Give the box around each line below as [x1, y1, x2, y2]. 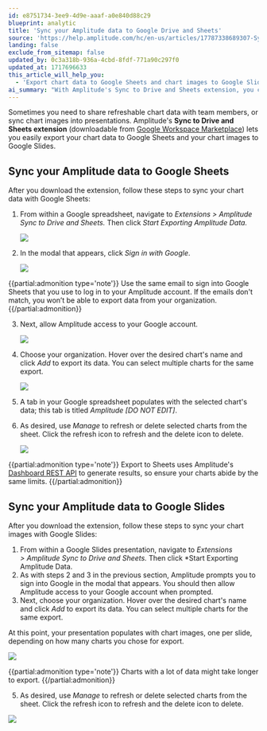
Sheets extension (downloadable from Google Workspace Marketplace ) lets [8, 124, 258, 134]
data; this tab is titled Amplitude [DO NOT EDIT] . [19, 405, 177, 415]
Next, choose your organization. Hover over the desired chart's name [19, 596, 247, 605]
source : [8, 33, 34, 42]
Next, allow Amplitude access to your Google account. [19, 319, 199, 329]
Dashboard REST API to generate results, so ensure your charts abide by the [8, 468, 259, 478]
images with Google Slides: [8, 530, 98, 538]
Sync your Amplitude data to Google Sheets [8, 164, 230, 178]
